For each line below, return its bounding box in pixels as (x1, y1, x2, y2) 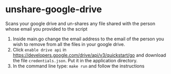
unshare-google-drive (5, 4, 102, 15)
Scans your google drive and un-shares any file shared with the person (5, 20, 155, 27)
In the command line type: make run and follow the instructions (12, 63, 145, 69)
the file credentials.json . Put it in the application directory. (12, 57, 138, 63)
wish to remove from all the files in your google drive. (12, 41, 125, 47)
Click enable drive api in (12, 46, 67, 53)
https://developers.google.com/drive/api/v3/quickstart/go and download (12, 52, 166, 58)
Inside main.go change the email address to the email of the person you (12, 36, 164, 42)
